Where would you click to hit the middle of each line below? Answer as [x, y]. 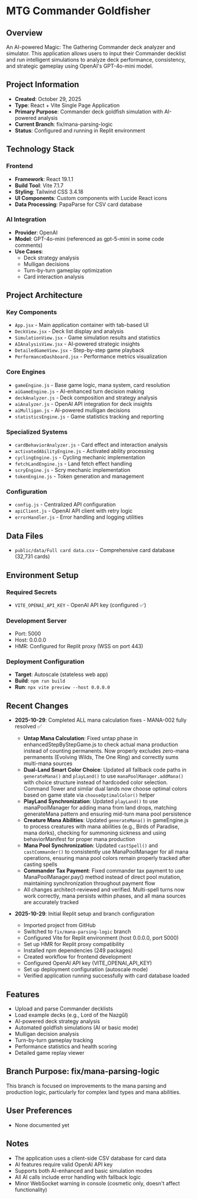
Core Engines [26, 372]
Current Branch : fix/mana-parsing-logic [64, 124]
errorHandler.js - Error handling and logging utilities [79, 517]
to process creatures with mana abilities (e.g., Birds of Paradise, [101, 827]
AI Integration [26, 220]
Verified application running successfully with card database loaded [106, 976]
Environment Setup [42, 575]
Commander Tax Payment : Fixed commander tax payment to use [104, 871]
